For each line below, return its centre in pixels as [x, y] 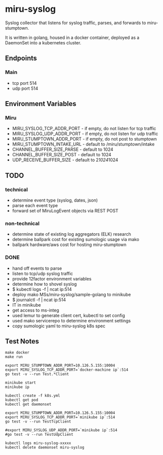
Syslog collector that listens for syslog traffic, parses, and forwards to [76, 23]
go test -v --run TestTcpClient [38, 422]
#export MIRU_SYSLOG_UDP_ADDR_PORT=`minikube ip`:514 [61, 430]
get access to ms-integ [36, 310]
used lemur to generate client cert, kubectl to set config [68, 315]
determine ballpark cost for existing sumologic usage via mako [76, 240]
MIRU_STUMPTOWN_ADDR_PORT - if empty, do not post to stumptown [84, 139]
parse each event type [35, 205]
